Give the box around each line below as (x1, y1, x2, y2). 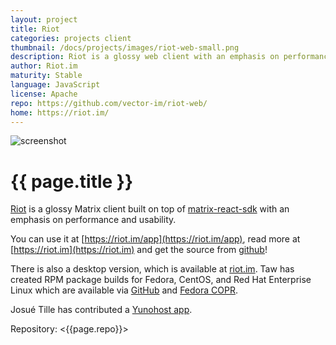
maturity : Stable (10, 71, 83, 81)
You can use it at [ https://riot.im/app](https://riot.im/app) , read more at (10, 233, 301, 245)
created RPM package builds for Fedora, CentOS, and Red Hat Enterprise (10, 274, 312, 286)
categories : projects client (10, 33, 132, 43)
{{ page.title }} (10, 170, 134, 193)
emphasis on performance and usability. (10, 214, 177, 226)
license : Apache (10, 89, 78, 99)
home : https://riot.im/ (10, 107, 110, 118)
